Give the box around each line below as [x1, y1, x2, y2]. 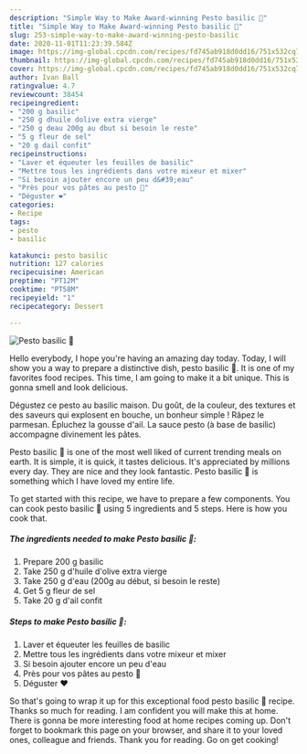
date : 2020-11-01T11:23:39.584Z [9, 38, 132, 48]
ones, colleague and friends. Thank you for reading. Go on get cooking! [9, 735, 279, 746]
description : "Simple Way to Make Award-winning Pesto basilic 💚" [9, 13, 268, 23]
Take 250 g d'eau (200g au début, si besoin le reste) [22, 576, 221, 587]
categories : [9, 200, 55, 210]
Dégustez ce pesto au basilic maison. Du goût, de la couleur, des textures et [9, 399, 296, 410]
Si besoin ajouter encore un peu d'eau [22, 659, 167, 670]
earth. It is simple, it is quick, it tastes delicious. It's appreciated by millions [9, 456, 291, 467]
